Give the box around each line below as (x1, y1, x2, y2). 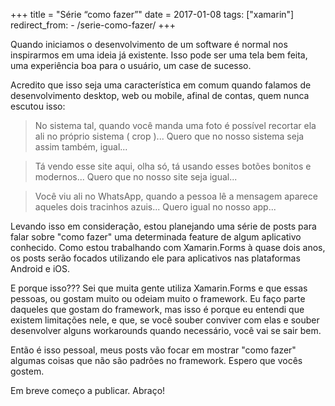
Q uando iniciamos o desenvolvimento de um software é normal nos (10, 39, 288, 50)
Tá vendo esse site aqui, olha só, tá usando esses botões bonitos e (34, 160, 312, 172)
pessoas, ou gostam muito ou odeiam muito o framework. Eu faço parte (10, 293, 306, 304)
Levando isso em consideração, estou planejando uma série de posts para (10, 220, 317, 232)
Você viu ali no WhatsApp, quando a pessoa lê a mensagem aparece (34, 190, 318, 202)
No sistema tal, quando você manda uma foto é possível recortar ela (34, 120, 317, 131)
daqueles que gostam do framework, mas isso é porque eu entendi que (10, 304, 305, 315)
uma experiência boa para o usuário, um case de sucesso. (10, 60, 252, 71)
